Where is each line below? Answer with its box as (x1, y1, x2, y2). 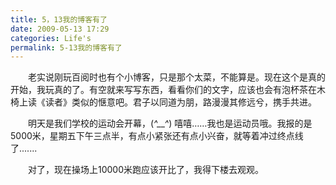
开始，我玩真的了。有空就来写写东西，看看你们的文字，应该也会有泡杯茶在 (10, 84, 317, 96)
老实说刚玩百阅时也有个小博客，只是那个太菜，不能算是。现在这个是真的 (27, 71, 326, 83)
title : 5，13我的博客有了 (10, 14, 108, 25)
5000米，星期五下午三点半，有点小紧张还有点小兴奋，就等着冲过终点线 (10, 130, 304, 142)
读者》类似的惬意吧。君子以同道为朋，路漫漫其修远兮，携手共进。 (44, 96, 317, 108)
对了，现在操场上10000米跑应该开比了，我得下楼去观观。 (27, 164, 265, 176)
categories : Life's (10, 33, 92, 43)
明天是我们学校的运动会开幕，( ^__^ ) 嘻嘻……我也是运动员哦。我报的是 (27, 117, 313, 130)
